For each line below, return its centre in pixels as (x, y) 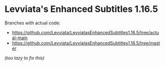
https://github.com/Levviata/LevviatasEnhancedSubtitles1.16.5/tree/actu (85, 32)
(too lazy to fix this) (25, 58)
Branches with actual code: (33, 23)
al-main (20, 38)
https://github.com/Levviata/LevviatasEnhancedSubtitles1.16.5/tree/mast (86, 43)
